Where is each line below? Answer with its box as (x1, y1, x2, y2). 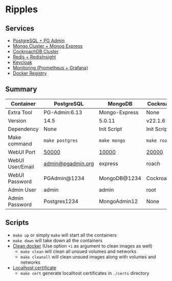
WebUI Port (8, 148, 36, 156)
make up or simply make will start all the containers (12, 232, 117, 238)
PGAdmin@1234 (43, 175, 84, 182)
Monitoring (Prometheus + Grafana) (12, 65, 89, 71)
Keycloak (12, 59, 32, 65)
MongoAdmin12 (99, 198, 138, 205)
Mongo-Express (99, 109, 139, 116)
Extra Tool (8, 109, 32, 116)
